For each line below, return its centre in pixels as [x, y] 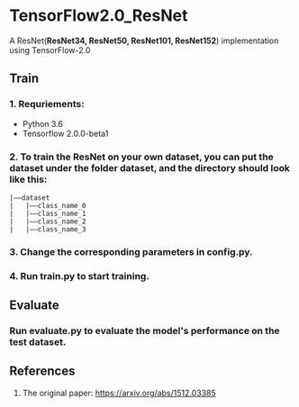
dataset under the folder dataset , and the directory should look [150, 167]
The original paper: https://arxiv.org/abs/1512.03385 [119, 393]
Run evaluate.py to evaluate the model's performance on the [145, 331]
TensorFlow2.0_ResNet [99, 16]
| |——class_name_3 [48, 229]
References [42, 371]
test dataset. [38, 342]
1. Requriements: [47, 104]
